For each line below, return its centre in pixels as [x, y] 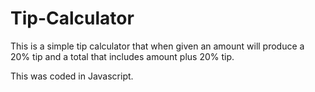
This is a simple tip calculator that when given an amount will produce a [157, 46]
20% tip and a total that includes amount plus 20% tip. [122, 56]
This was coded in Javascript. [72, 76]
